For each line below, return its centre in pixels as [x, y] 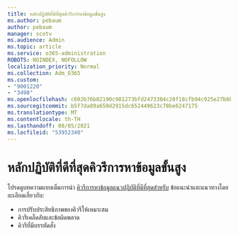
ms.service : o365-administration [57, 54]
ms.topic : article [34, 47]
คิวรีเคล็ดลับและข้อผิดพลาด [49, 217]
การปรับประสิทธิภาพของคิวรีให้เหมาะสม [63, 210]
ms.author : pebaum [34, 21]
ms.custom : [23, 80]
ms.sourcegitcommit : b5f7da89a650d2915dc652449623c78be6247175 [103, 106]
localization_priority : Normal [53, 67]
